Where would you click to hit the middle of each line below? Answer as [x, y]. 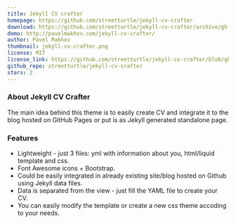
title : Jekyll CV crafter [45, 14]
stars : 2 [20, 72]
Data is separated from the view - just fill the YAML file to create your [117, 191]
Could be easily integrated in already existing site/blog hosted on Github [122, 176]
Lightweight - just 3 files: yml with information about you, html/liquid [116, 153]
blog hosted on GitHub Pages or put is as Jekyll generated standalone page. [118, 119]
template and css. [43, 161]
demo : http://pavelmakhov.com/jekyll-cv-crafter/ [81, 33]
